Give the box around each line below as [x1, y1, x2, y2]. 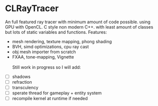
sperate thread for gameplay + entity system [12, 90, 102, 96]
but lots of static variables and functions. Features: [5, 29, 107, 35]
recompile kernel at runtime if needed [12, 95, 88, 102]
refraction [12, 79, 32, 85]
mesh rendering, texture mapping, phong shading [12, 38, 112, 44]
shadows [12, 74, 31, 79]
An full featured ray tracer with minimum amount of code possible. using [5, 19, 151, 25]
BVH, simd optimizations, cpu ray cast [12, 44, 89, 49]
